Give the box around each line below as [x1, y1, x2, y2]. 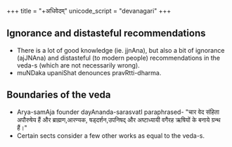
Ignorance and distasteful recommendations [6, 27, 206, 39]
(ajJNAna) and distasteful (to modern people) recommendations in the [16, 53, 221, 62]
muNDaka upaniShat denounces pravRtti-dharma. [16, 68, 162, 77]
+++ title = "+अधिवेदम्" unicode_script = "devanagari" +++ [6, 7, 172, 15]
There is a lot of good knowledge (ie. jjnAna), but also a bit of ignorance [16, 46, 225, 54]
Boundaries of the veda [6, 89, 111, 101]
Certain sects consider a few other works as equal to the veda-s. [16, 131, 205, 140]
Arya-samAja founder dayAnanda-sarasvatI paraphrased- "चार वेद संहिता [16, 108, 219, 116]
